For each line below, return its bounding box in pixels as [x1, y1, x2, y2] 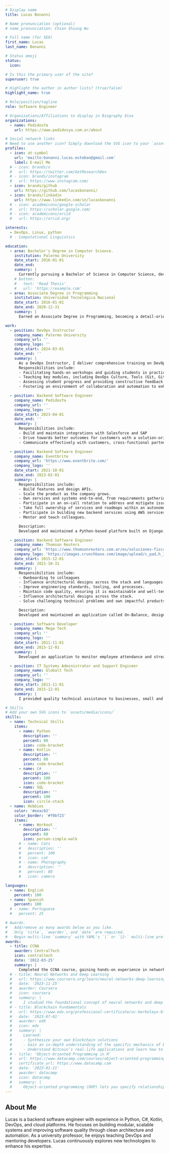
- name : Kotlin [18, 747, 51, 753]
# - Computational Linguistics [10, 234, 75, 239]
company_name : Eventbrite [14, 454, 69, 459]
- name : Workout [18, 822, 53, 827]
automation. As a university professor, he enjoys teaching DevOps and [5, 1132, 151, 1138]
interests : [5, 225, 28, 230]
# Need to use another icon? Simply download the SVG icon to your [5, 141, 150, 146]
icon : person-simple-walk [23, 836, 78, 841]
